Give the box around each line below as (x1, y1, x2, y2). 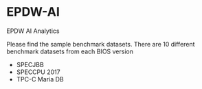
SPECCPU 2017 (16, 68, 60, 76)
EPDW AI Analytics (6, 27, 60, 35)
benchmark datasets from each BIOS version (6, 47, 133, 55)
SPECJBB (16, 60, 44, 68)
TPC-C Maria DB (16, 75, 64, 83)
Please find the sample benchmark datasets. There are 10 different (6, 40, 195, 48)
